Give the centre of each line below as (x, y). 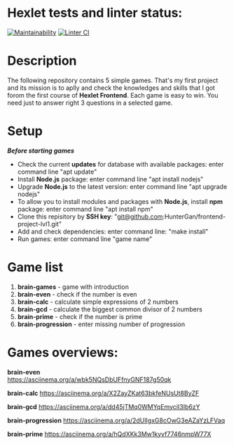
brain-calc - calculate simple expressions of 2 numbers (98, 302)
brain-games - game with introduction (73, 287)
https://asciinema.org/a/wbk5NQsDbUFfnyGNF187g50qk (89, 379)
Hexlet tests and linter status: (95, 13)
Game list (35, 267)
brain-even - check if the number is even (77, 294)
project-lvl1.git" (39, 224)
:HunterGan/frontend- (194, 217)
